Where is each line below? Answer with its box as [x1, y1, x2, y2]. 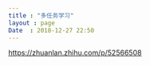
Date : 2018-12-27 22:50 [8, 26, 94, 34]
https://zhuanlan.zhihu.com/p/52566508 [8, 48, 142, 58]
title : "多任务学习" [8, 11, 74, 20]
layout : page [8, 19, 56, 27]
